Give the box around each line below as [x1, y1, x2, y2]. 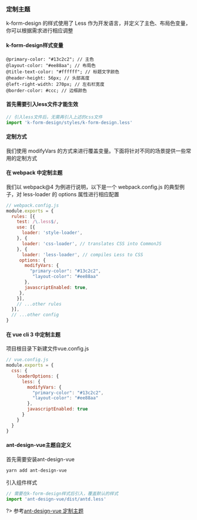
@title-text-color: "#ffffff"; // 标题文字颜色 [6, 69, 119, 75]
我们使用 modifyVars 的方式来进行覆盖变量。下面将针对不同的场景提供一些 [6, 147, 186, 154]
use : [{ [16, 224, 35, 230]
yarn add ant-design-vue [6, 467, 67, 473]
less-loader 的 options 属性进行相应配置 [22, 190, 119, 198]
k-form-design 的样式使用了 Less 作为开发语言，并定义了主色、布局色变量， [6, 19, 191, 27]
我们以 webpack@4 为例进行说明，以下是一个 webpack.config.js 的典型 [6, 183, 180, 190]
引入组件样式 [6, 479, 37, 486]
